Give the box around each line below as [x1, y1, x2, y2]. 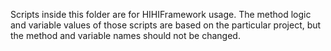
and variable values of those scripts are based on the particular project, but [10, 19, 322, 31]
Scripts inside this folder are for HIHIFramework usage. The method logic [10, 9, 312, 20]
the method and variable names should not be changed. [10, 30, 241, 41]
